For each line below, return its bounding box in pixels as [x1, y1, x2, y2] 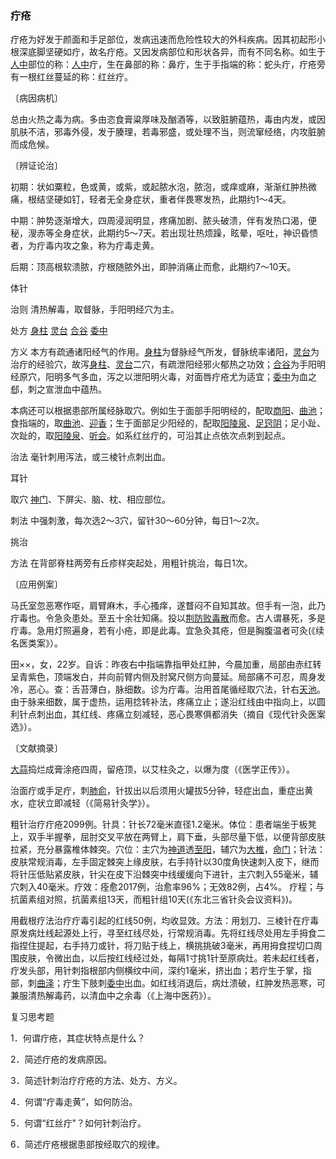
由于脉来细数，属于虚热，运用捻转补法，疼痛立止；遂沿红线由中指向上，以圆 [10, 696, 326, 708]
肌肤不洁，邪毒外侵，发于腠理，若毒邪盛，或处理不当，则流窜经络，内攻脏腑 [10, 126, 326, 138]
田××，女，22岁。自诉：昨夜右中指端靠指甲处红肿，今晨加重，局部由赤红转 [10, 658, 322, 671]
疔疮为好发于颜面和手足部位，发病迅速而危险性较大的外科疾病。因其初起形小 [10, 33, 326, 46]
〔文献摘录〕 [10, 742, 63, 754]
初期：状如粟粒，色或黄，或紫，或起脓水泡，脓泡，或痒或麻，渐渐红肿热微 [10, 181, 317, 193]
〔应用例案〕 [10, 578, 63, 591]
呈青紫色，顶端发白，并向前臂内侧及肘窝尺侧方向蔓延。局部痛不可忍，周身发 [10, 671, 326, 683]
